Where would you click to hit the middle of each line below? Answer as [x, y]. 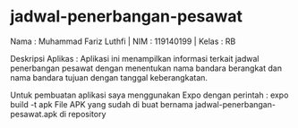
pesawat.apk [34, 114]
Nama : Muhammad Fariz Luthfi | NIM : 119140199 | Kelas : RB [123, 41]
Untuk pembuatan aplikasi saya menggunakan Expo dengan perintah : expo [149, 95]
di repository [82, 114]
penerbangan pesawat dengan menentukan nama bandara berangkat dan [146, 68]
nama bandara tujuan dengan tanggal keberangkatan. [109, 77]
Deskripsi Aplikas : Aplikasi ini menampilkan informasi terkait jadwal [135, 58]
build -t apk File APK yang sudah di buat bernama [102, 104]
